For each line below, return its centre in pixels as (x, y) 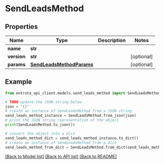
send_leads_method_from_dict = (37, 147)
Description (112, 40)
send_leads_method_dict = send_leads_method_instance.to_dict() (72, 138)
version (17, 57)
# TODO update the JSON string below (43, 102)
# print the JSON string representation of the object (62, 120)
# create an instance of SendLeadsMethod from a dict (61, 142)
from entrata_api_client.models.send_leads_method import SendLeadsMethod (83, 93)
